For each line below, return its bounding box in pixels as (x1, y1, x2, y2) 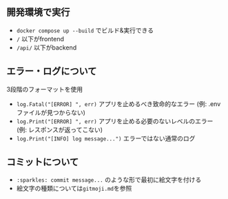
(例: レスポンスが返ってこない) (16, 125, 103, 134)
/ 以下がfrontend (16, 34, 65, 43)
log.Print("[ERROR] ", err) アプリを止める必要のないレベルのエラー (16, 116, 214, 125)
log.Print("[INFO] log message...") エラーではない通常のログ (16, 134, 196, 143)
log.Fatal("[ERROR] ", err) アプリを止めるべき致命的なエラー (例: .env (16, 99, 221, 108)
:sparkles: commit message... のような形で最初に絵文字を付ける (16, 176, 202, 184)
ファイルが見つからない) (16, 108, 85, 116)
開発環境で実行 (6, 6, 70, 19)
